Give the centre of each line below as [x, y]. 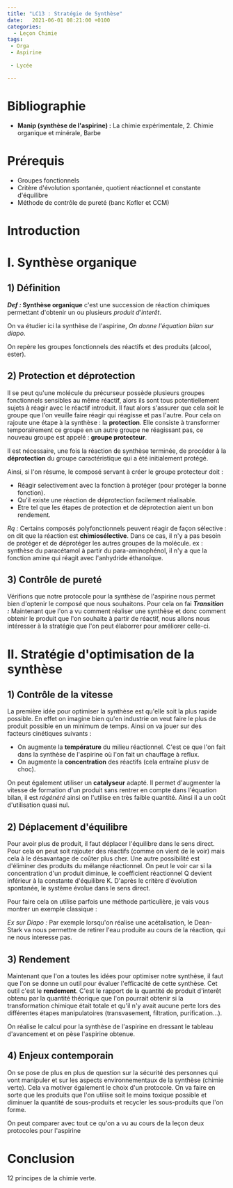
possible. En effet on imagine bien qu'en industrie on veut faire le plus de [112, 719]
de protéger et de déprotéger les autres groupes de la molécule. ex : [105, 543]
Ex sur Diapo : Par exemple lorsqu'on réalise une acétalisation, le [100, 923]
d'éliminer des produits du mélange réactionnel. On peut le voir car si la [110, 866]
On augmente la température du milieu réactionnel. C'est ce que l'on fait [121, 747]
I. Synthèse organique [72, 262]
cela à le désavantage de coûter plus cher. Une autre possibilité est [104, 858]
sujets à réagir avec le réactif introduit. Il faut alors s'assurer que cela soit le [116, 408]
